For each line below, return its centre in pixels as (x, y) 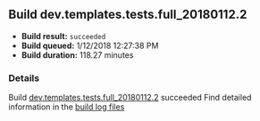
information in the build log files (67, 107)
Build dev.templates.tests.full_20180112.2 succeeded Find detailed (130, 98)
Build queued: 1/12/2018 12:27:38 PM (90, 45)
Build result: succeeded (63, 36)
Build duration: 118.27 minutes (77, 55)
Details (24, 77)
